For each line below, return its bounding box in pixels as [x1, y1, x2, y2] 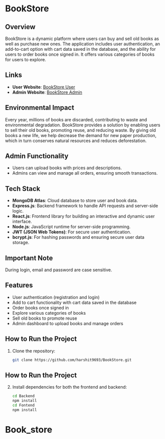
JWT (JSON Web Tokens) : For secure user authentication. [12, 229, 132, 235]
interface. [12, 219, 32, 224]
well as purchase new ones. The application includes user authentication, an [5, 41, 160, 47]
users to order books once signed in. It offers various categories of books [5, 51, 155, 57]
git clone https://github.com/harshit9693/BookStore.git [12, 357, 132, 363]
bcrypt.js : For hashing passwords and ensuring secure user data [12, 234, 144, 240]
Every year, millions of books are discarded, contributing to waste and [5, 116, 147, 122]
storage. [12, 240, 30, 246]
